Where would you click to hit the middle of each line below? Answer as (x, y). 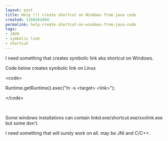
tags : (11, 29)
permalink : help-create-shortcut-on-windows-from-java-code (71, 24)
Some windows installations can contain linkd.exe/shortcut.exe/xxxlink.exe (84, 117)
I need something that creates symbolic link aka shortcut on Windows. (79, 58)
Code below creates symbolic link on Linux (51, 68)
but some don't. (22, 123)
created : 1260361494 (27, 19)
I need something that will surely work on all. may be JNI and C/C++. (78, 133)
